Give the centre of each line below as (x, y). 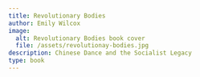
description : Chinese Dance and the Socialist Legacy (100, 53)
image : (19, 30)
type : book (27, 61)
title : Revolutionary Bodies (57, 16)
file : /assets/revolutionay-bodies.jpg (82, 46)
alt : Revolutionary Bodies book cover (81, 38)
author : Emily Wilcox (45, 23)
